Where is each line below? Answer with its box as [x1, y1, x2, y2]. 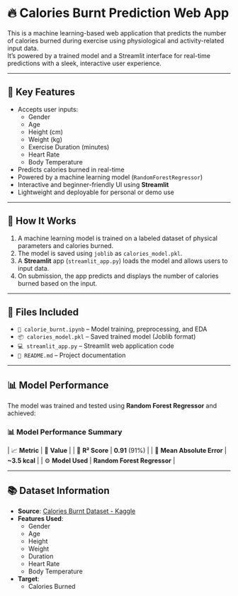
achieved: [7, 409, 36, 417]
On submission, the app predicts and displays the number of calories [17, 271, 219, 280]
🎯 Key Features [7, 86, 76, 99]
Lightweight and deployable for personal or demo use [17, 188, 175, 196]
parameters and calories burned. [17, 241, 114, 249]
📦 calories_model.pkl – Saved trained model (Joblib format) [17, 332, 196, 341]
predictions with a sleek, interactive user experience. [7, 59, 161, 67]
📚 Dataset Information [7, 484, 110, 497]
